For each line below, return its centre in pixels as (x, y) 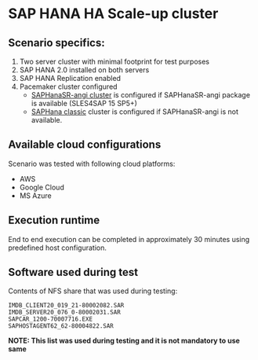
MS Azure (36, 195)
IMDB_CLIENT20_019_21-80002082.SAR (66, 306)
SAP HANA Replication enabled (70, 78)
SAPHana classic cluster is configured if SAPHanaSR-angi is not (135, 112)
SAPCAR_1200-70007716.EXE (50, 319)
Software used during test (73, 272)
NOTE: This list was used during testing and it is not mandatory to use (124, 341)
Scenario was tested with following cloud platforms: (92, 163)
